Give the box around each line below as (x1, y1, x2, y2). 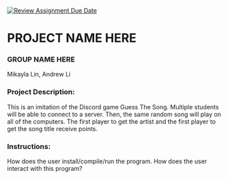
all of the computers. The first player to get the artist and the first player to (7, 117, 216, 126)
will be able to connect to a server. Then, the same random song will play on (7, 110, 222, 118)
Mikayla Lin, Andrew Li (7, 70, 71, 79)
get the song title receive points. (7, 124, 98, 133)
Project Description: (7, 87, 75, 97)
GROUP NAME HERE (7, 55, 75, 64)
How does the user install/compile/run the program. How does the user (7, 157, 208, 165)
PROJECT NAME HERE (7, 31, 137, 46)
